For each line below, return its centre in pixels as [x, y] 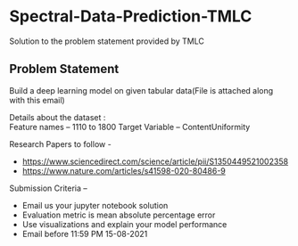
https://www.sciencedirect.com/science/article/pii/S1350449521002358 [155, 161]
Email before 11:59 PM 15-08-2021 [85, 234]
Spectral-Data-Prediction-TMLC [131, 16]
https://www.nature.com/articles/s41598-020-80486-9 [124, 170]
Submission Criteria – [48, 188]
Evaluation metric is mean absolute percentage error [119, 215]
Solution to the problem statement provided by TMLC [107, 41]
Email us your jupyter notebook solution [95, 205]
